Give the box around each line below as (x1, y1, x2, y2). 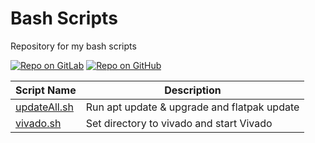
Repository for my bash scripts (10, 40, 137, 52)
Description (164, 83, 222, 97)
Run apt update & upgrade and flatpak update (85, 100, 300, 114)
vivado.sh (15, 116, 62, 130)
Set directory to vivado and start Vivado (85, 116, 273, 130)
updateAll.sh (15, 100, 74, 114)
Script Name (15, 83, 77, 97)
